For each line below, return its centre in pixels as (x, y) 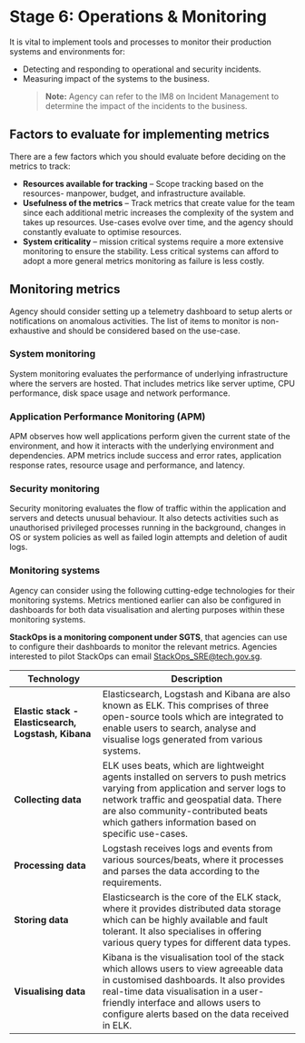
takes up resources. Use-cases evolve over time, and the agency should (157, 222)
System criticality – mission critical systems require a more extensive (153, 241)
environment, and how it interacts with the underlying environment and (142, 446)
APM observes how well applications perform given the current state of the (150, 437)
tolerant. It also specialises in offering (182, 930)
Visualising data (50, 991)
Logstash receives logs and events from (187, 848)
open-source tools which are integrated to (193, 716)
